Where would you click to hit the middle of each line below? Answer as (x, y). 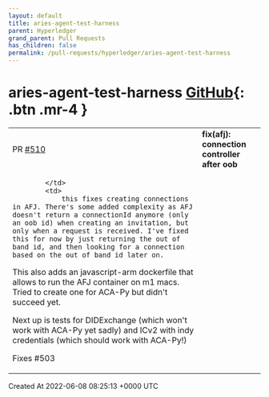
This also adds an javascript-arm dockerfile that (103, 272)
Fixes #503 (34, 358)
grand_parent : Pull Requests (57, 38)
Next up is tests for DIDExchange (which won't (100, 320)
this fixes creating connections (125, 198)
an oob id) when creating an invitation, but (100, 223)
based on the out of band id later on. (88, 255)
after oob (220, 164)
